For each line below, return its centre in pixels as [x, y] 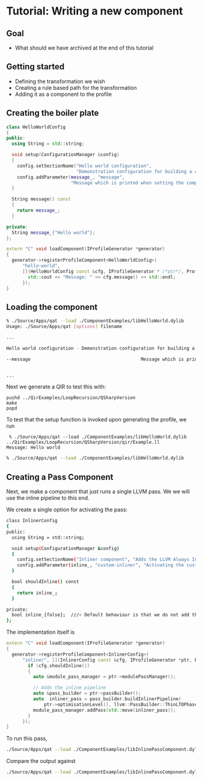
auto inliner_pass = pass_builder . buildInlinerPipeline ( [107, 699]
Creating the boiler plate [53, 113]
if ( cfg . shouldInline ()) [59, 666]
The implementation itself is [41, 632]
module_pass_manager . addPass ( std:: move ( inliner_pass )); [104, 710]
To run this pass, [27, 738]
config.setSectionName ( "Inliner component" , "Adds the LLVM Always [103, 560]
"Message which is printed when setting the [127, 183]
